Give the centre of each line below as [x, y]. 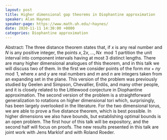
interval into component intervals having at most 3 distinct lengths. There [80, 58]
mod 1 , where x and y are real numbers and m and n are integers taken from [84, 74]
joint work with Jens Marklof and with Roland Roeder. [60, 132]
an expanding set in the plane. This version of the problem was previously [81, 79]
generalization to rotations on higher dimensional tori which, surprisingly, [80, 100]
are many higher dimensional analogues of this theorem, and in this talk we [82, 63]
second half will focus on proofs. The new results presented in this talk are [82, 127]
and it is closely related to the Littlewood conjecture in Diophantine [74, 90]
